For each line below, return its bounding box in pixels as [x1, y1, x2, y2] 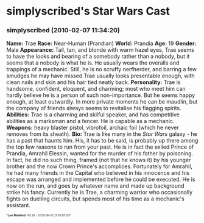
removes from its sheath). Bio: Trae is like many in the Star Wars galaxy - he [6, 130, 198, 138]
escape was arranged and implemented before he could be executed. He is [6, 175, 195, 183]
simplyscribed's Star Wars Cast [6, 4, 171, 18]
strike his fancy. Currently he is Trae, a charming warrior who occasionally [6, 189, 193, 196]
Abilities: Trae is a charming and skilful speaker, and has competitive [6, 111, 180, 118]
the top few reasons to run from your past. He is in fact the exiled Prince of [6, 143, 194, 150]
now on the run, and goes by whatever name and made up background [6, 182, 185, 189]
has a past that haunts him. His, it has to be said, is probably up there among [6, 137, 199, 144]
